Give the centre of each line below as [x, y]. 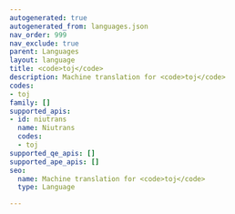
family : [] [30, 102]
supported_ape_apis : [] [55, 162]
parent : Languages [44, 52]
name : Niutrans [46, 128]
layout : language [42, 60]
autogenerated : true [49, 18]
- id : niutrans [38, 119]
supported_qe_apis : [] [52, 153]
